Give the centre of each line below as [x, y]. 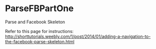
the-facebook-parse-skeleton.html [40, 41]
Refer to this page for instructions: [39, 31]
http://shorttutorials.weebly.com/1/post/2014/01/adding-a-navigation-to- [78, 36]
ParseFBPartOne [39, 8]
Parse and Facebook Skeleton [35, 22]
